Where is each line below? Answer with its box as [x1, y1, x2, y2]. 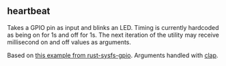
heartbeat [7, 5, 51, 17]
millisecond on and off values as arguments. [7, 37, 132, 46]
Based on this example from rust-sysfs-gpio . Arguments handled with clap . [7, 51, 218, 59]
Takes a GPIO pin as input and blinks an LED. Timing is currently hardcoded [7, 23, 219, 31]
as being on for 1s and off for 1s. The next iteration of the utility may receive [7, 31, 220, 39]
